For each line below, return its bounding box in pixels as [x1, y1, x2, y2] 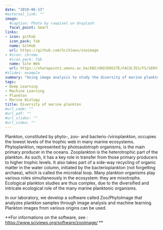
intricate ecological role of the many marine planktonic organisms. [5, 185, 137, 191]
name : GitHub [9, 43, 36, 48]
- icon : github [5, 35, 36, 39]
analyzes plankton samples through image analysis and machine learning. [5, 200, 153, 206]
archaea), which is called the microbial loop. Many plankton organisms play [5, 170, 155, 176]
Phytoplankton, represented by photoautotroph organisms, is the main [5, 144, 145, 150]
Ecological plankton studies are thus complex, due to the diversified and [5, 180, 149, 186]
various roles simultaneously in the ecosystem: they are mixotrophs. [5, 175, 141, 180]
